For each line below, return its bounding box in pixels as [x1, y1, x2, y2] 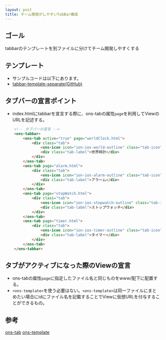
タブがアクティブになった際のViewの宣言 [5, 261, 131, 270]
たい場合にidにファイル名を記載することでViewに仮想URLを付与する [16, 294, 156, 300]
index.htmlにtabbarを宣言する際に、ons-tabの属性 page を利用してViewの [12, 110, 160, 116]
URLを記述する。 [12, 117, 47, 123]
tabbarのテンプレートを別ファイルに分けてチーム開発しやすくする [5, 46, 139, 51]
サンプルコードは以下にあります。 [12, 75, 82, 82]
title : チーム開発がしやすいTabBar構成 [5, 12, 78, 17]
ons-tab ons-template [5, 330, 50, 336]
